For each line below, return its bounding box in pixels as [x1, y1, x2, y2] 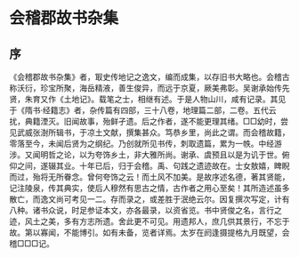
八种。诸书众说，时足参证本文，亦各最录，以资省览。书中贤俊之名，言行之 [9, 205, 282, 215]
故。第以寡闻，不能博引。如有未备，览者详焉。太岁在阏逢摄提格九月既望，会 [9, 228, 290, 237]
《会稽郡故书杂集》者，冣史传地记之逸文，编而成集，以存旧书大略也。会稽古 [9, 72, 290, 82]
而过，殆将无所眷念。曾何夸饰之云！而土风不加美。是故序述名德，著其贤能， [9, 172, 290, 182]
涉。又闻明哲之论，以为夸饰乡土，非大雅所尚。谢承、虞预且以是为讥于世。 [9, 149, 282, 160]
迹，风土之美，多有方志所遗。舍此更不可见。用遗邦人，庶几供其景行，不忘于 [9, 216, 290, 227]
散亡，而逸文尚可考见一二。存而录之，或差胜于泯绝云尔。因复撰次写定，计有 [9, 194, 290, 205]
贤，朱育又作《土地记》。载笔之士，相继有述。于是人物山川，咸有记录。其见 [9, 94, 287, 104]
